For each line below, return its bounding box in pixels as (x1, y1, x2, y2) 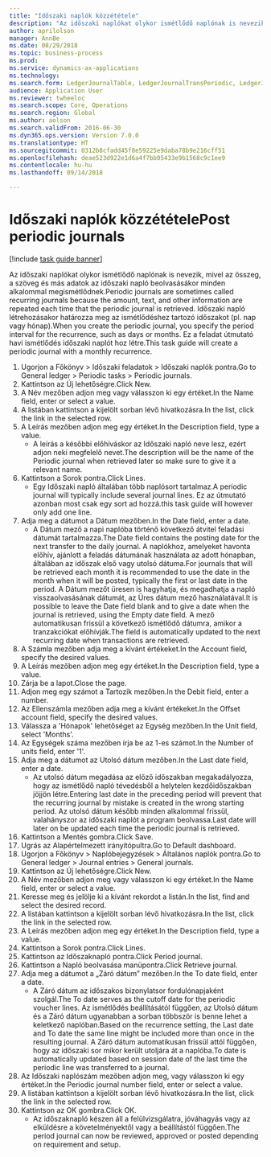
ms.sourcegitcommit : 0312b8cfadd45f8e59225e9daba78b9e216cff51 (9, 146, 226, 154)
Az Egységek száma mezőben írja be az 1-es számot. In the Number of (20, 737, 254, 748)
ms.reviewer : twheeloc (9, 94, 85, 102)
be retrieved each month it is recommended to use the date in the (32, 567, 250, 576)
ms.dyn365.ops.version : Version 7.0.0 (9, 131, 139, 139)
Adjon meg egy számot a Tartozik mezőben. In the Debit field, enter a (20, 687, 248, 696)
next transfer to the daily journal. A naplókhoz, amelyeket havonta (32, 541, 251, 551)
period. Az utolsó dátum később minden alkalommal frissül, (32, 806, 230, 816)
